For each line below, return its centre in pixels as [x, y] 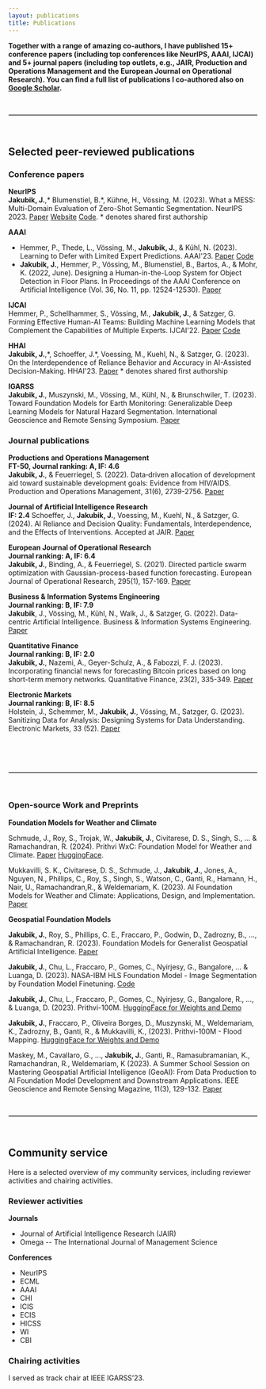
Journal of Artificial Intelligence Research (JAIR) [98, 1234]
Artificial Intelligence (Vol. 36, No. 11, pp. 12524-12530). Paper [120, 290]
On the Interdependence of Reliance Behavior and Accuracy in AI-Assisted [130, 363]
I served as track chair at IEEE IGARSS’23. [76, 1378]
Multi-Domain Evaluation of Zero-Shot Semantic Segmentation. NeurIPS [125, 209]
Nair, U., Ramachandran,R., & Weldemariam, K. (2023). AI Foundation [121, 887]
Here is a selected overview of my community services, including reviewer [129, 1172]
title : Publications [42, 23]
